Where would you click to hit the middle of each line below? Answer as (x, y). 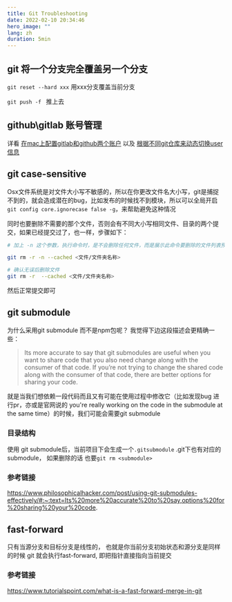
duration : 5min (29, 39)
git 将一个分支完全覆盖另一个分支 (78, 69)
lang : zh (20, 33)
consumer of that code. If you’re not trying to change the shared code (123, 367)
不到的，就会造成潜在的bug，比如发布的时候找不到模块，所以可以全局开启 (113, 200)
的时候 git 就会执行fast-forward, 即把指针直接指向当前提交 (89, 556)
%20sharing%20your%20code (52, 507)
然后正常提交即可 (31, 291)
